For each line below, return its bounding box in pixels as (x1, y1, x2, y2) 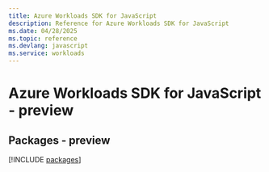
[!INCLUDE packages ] (8, 155, 82, 164)
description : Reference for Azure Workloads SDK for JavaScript (8, 19, 229, 27)
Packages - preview (8, 133, 111, 147)
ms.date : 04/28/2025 (8, 27, 78, 35)
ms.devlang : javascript (8, 42, 89, 50)
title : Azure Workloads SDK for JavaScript (8, 11, 158, 20)
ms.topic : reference (8, 34, 78, 43)
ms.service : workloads (8, 49, 85, 57)
